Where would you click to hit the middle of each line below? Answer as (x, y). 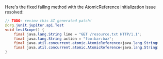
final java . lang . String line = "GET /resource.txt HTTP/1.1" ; (78, 34)
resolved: (14, 12)
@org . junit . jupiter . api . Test (34, 25)
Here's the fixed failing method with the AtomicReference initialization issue (81, 7)
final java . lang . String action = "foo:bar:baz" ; (64, 39)
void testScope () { (25, 30)
